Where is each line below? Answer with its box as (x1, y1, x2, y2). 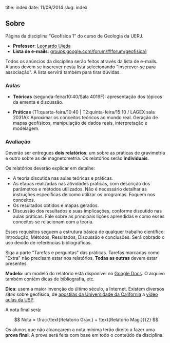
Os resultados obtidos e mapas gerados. (12, 202, 99, 208)
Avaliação (5, 138, 31, 145)
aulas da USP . (5, 297, 35, 303)
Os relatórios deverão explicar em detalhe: (5, 165, 96, 171)
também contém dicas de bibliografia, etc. (5, 276, 95, 282)
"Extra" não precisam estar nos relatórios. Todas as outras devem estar (5, 255, 158, 261)
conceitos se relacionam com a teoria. (12, 219, 94, 225)
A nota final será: (5, 307, 42, 313)
